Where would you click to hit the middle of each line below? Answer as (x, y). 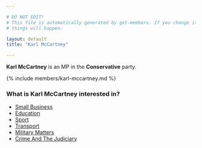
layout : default (26, 39)
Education (27, 113)
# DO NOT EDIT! (25, 17)
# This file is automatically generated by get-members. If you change (98, 22)
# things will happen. (35, 28)
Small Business (34, 107)
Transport (27, 126)
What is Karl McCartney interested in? (63, 94)
